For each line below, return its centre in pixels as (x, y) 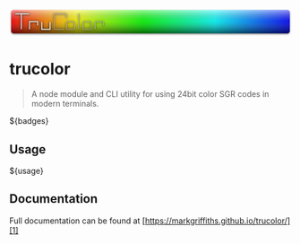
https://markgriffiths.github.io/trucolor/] (218, 221)
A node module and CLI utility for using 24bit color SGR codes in (150, 94)
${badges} (29, 121)
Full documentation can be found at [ (77, 221)
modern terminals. (65, 104)
